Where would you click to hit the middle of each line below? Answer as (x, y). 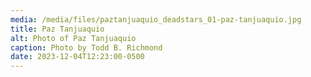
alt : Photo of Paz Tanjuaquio (73, 38)
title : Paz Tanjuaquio (57, 29)
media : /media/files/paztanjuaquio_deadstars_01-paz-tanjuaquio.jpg (156, 19)
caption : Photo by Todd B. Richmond (86, 47)
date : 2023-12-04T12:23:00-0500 (77, 57)
